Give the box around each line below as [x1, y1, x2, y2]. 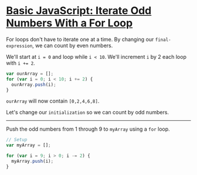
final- [155, 37, 171, 43]
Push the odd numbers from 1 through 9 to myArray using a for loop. [6, 125, 170, 132]
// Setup [6, 137, 28, 143]
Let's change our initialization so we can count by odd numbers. [6, 109, 169, 116]
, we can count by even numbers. [32, 42, 113, 49]
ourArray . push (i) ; [11, 82, 57, 87]
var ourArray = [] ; [6, 71, 54, 76]
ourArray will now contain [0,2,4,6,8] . [6, 97, 100, 104]
